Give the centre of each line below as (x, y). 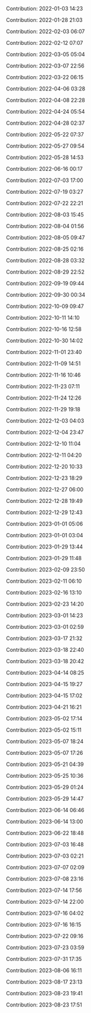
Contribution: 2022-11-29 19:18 (43, 409)
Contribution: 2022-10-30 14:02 (45, 340)
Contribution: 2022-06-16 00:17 (45, 169)
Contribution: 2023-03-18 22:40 (45, 650)
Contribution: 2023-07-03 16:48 (45, 844)
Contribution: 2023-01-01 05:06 (45, 524)
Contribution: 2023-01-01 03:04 (45, 535)
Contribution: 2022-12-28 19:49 (45, 501)
